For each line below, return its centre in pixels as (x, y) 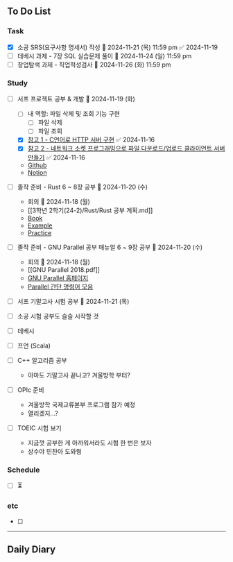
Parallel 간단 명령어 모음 (60, 287)
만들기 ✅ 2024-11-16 (56, 157)
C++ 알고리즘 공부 (42, 360)
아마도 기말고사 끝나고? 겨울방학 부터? (79, 375)
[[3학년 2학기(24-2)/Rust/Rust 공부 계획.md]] (90, 210)
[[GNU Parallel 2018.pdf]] (64, 269)
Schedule (24, 470)
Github (37, 165)
